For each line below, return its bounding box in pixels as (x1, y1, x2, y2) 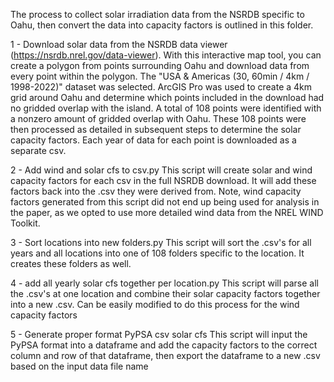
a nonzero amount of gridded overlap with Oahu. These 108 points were (10, 113, 307, 124)
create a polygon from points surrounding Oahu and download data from (10, 60, 310, 71)
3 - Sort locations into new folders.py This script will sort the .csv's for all (10, 237, 312, 248)
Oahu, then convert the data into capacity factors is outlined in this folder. (10, 19, 314, 31)
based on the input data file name (10, 360, 149, 372)
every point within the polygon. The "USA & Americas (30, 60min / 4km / (10, 70, 310, 82)
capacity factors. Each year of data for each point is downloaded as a (10, 134, 297, 146)
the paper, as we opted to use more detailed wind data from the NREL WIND (10, 207, 324, 218)
